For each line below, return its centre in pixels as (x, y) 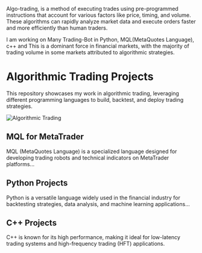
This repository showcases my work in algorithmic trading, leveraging (93, 93)
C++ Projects (32, 223)
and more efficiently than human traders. (57, 28)
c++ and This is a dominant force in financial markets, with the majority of (98, 46)
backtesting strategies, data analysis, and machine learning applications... (98, 204)
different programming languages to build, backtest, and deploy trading (95, 99)
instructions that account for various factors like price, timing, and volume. (99, 15)
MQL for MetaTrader (45, 137)
